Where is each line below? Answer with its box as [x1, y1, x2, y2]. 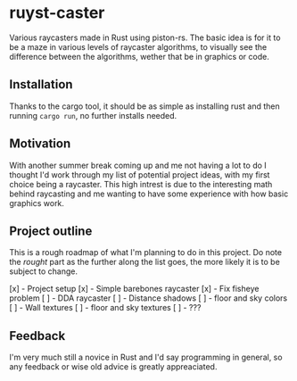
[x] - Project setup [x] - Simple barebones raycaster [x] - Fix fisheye [9, 284, 260, 294]
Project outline [9, 223, 93, 238]
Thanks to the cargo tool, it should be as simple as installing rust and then [9, 101, 280, 112]
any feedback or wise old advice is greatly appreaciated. [9, 361, 218, 372]
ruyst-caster [9, 3, 105, 23]
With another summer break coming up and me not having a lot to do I [9, 160, 268, 170]
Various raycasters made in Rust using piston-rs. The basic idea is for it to [9, 32, 281, 43]
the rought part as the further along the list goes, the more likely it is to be [9, 257, 281, 268]
